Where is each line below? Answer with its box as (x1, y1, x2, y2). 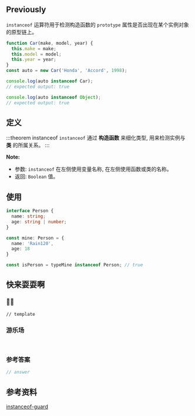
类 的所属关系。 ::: (6, 141, 50, 149)
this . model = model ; (11, 51, 62, 57)
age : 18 (11, 246, 31, 252)
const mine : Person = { (6, 235, 65, 241)
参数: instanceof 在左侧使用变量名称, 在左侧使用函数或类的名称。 (14, 166, 172, 173)
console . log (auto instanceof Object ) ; (6, 94, 101, 100)
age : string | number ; (11, 219, 67, 224)
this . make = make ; (11, 45, 57, 52)
